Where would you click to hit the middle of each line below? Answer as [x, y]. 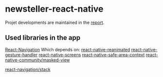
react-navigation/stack [28, 69]
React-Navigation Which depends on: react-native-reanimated [68, 49]
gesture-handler [21, 55]
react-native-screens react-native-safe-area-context [92, 55]
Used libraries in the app [43, 38]
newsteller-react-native [54, 9]
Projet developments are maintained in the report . [55, 22]
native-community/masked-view [37, 60]
